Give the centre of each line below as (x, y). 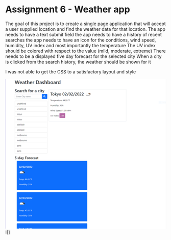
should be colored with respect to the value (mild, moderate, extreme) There (86, 51)
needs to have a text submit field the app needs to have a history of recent (83, 34)
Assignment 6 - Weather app (68, 9)
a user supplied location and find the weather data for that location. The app (86, 29)
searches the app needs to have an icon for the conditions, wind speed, (81, 40)
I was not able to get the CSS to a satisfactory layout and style (71, 72)
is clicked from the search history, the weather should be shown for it (78, 62)
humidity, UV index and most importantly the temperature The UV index (80, 45)
